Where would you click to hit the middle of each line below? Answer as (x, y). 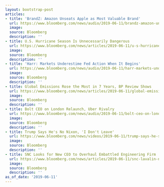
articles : (15, 14)
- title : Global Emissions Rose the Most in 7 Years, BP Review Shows (78, 86)
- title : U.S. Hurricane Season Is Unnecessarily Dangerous (68, 41)
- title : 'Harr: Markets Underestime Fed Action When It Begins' (73, 64)
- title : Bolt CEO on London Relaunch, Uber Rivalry (60, 109)
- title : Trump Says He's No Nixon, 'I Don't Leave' (60, 132)
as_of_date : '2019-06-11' (31, 177)
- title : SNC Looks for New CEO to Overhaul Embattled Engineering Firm (81, 154)
